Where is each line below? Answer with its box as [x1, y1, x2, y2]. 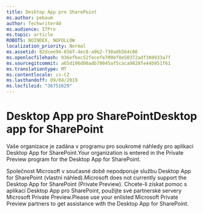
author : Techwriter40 [6, 20, 62, 26]
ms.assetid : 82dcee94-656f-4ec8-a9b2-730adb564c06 [6, 49, 138, 55]
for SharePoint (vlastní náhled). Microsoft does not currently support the [6, 174, 187, 181]
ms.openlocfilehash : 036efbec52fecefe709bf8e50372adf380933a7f [6, 54, 171, 61]
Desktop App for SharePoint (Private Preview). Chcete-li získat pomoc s [6, 180, 188, 187]
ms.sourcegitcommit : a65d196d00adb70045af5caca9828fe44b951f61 [6, 60, 171, 66]
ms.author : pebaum [6, 15, 53, 21]
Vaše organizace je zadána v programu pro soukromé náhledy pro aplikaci [6, 142, 194, 150]
